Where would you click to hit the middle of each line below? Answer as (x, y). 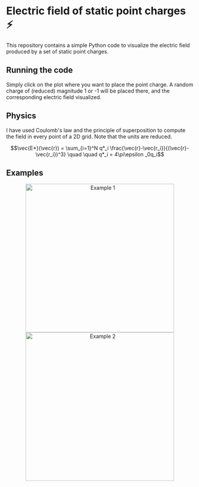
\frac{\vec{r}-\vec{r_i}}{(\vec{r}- (149, 148)
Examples (25, 173)
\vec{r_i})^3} (51, 154)
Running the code (40, 70)
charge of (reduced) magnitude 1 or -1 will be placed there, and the (88, 91)
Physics (21, 116)
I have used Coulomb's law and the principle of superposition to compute (96, 130)
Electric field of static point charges (96, 11)
